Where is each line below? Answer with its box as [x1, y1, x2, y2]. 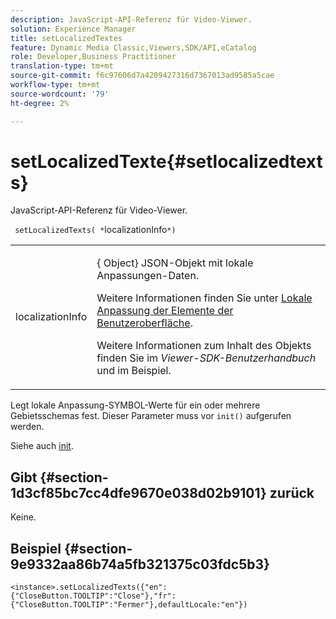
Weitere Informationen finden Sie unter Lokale [96, 291, 313, 305]
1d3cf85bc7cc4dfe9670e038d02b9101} [10, 484, 267, 501]
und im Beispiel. [96, 364, 172, 378]
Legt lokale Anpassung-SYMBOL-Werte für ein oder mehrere [10, 399, 261, 411]
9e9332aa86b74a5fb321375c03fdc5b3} [10, 556, 270, 573]
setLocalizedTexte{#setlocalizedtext [10, 150, 323, 173]
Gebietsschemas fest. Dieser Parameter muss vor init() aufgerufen [10, 410, 292, 422]
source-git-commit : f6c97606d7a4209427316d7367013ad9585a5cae [10, 71, 275, 81]
